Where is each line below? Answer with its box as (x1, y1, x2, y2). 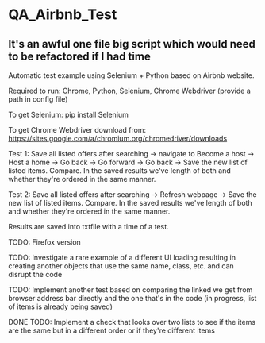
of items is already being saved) (8, 302, 113, 311)
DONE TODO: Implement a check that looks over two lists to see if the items (8, 318, 256, 326)
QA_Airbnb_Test (8, 6, 117, 24)
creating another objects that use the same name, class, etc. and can (8, 261, 234, 271)
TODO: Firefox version (8, 237, 81, 247)
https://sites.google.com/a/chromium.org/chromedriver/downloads (8, 133, 228, 143)
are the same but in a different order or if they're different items (8, 326, 216, 335)
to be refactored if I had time (8, 49, 151, 63)
